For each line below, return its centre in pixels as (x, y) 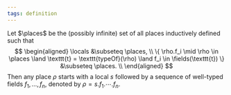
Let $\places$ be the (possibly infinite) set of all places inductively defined (114, 33)
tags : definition (32, 13)
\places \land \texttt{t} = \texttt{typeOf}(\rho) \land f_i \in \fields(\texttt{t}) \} (117, 59)
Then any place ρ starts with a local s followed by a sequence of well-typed (115, 76)
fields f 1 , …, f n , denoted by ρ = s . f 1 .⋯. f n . (64, 85)
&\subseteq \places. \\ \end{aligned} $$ (117, 65)
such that (21, 40)
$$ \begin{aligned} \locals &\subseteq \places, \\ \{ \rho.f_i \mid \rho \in (117, 51)
